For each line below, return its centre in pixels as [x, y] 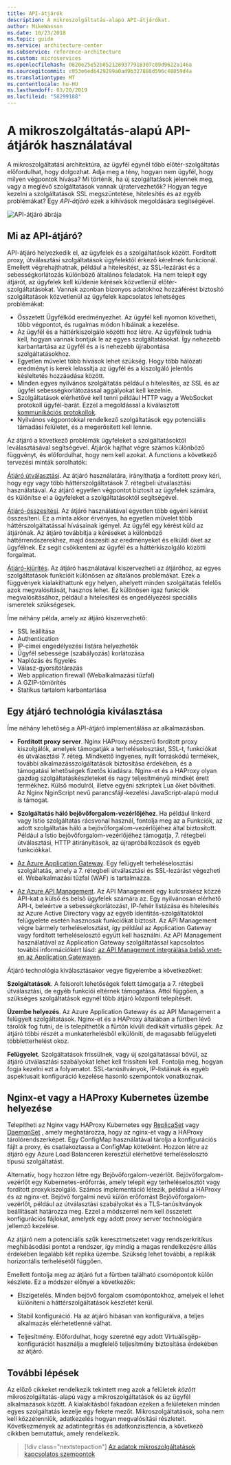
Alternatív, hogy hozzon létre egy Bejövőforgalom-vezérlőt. [91, 1175]
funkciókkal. [34, 850]
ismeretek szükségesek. [42, 604]
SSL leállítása [36, 631]
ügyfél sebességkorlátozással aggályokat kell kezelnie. [95, 390]
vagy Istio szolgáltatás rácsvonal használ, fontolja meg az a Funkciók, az [120, 821]
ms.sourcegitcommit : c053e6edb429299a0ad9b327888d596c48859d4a [100, 71]
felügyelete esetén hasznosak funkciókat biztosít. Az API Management [117, 920]
